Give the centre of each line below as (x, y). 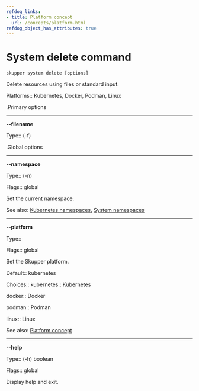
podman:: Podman (29, 307)
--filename (20, 124)
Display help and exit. (32, 382)
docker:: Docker (26, 296)
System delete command (69, 57)
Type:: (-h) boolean (30, 359)
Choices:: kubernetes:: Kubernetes (49, 284)
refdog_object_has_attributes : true (51, 28)
